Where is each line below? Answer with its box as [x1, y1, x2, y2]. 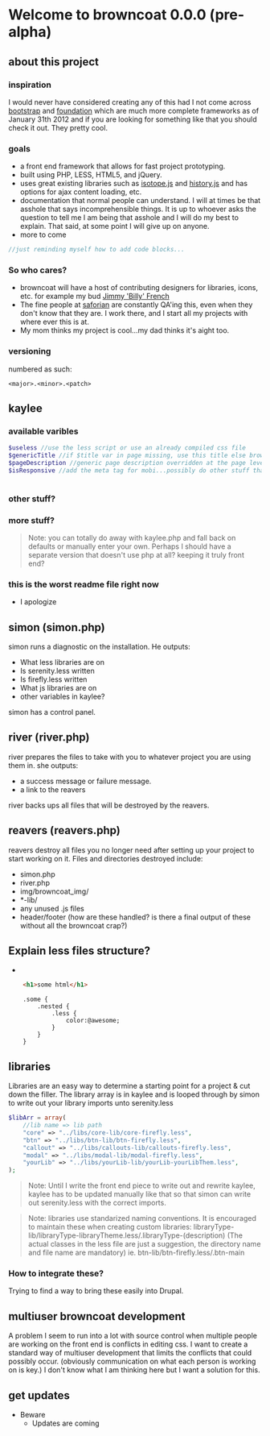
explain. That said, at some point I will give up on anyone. [19, 222, 211, 231]
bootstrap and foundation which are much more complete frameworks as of [8, 106, 260, 115]
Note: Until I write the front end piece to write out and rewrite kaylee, [27, 1181, 256, 1190]
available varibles [8, 425, 79, 437]
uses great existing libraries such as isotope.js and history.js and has [19, 179, 247, 189]
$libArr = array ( [8, 1114, 67, 1122]
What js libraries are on [19, 683, 97, 693]
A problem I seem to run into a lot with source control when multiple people [8, 1331, 257, 1341]
